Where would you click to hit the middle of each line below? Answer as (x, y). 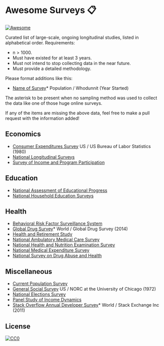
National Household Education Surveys (53, 195)
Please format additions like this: (39, 78)
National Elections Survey (39, 294)
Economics (23, 134)
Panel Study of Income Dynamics (47, 300)
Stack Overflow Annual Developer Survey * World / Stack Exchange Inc (86, 305)
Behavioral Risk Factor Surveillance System (57, 224)
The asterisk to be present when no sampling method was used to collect (81, 98)
